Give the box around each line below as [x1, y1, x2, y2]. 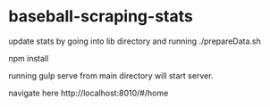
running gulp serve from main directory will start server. [8, 70, 214, 81]
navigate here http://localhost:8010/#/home [8, 87, 169, 98]
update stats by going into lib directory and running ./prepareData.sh [8, 36, 261, 46]
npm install [8, 53, 49, 63]
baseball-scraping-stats [8, 6, 193, 27]
